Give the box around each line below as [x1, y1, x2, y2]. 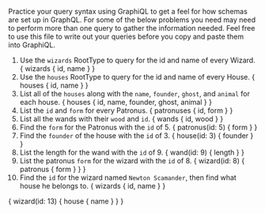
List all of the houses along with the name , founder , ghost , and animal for [19, 89, 251, 98]
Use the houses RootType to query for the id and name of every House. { [19, 73, 256, 81]
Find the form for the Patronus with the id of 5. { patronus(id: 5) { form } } [19, 122, 258, 132]
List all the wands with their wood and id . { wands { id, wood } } [19, 114, 224, 123]
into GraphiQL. [8, 40, 55, 50]
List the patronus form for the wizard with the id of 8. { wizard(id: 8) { [19, 156, 245, 165]
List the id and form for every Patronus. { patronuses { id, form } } [19, 106, 233, 115]
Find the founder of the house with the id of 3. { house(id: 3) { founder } [19, 131, 254, 140]
